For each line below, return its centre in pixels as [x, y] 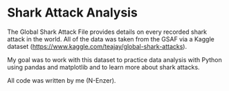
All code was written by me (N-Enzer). [62, 80]
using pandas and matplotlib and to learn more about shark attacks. [103, 67]
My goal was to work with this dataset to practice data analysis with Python [115, 59]
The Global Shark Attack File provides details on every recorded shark [107, 32]
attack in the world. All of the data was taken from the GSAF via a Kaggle [111, 39]
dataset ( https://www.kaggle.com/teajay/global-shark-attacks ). [97, 46]
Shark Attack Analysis [73, 13]
